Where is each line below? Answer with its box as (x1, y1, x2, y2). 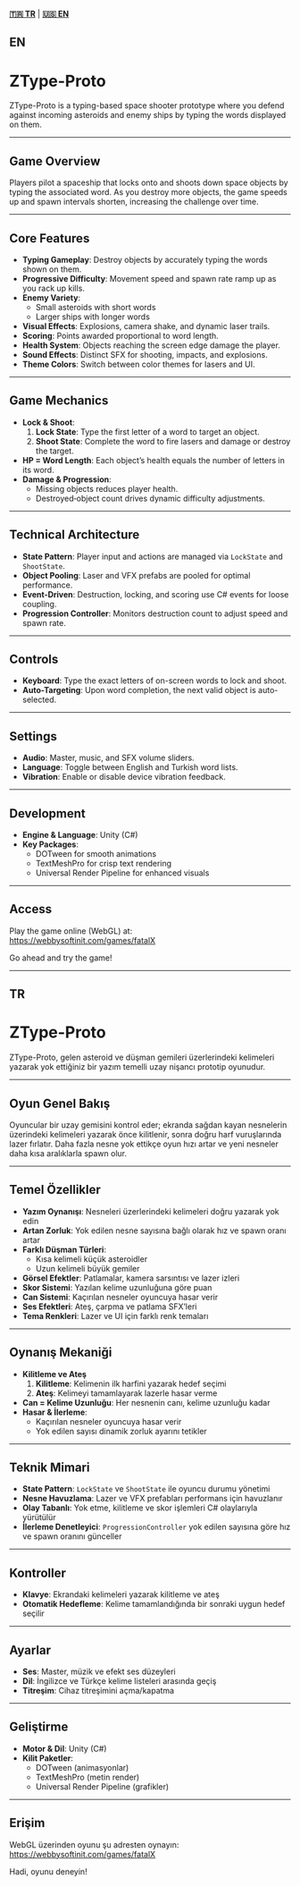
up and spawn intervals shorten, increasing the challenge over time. (9, 197, 259, 207)
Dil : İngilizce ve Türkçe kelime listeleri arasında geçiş (21, 1676, 217, 1687)
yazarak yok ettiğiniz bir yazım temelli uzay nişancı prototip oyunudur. (9, 1061, 266, 1072)
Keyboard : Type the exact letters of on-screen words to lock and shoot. (21, 675, 287, 686)
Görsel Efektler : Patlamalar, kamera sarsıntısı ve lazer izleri (21, 1273, 240, 1283)
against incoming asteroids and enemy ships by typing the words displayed (9, 110, 287, 121)
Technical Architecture (9, 528, 140, 543)
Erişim (9, 1815, 46, 1831)
